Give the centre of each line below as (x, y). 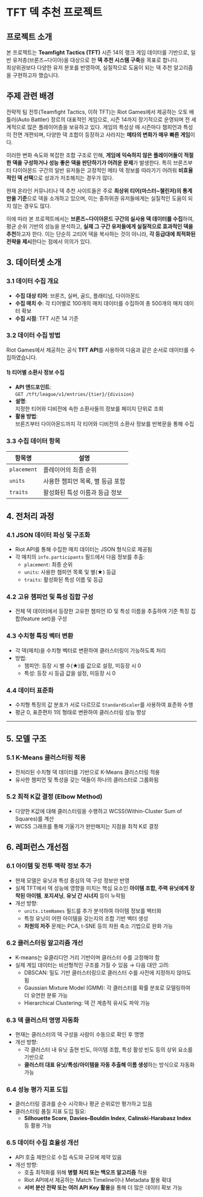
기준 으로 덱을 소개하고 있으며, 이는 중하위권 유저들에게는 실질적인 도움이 (102, 198)
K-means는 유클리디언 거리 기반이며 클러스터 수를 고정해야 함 (87, 957)
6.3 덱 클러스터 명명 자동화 (43, 1020)
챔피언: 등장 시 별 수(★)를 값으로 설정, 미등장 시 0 (82, 665)
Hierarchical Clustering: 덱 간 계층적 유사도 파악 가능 (87, 1003)
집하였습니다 (21, 357)
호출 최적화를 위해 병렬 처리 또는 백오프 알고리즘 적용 (85, 1172)
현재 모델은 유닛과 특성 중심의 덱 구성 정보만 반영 (72, 880)
